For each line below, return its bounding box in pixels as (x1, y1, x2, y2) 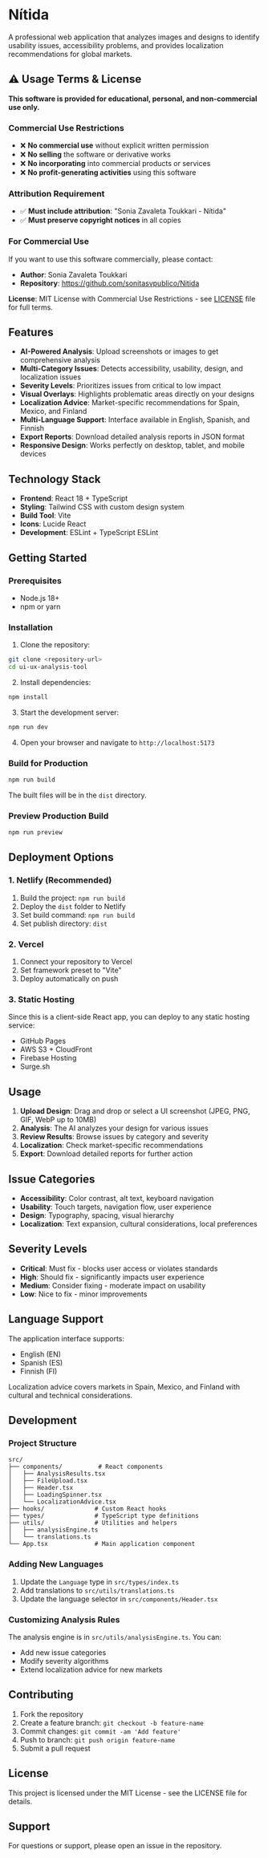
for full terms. (8, 302, 54, 312)
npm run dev (8, 723, 48, 731)
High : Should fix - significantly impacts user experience (19, 1272, 205, 1281)
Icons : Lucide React (19, 519, 87, 529)
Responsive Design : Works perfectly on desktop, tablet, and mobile (19, 440, 245, 450)
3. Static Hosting (8, 994, 75, 1004)
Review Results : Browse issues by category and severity (19, 1132, 209, 1142)
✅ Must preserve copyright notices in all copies (19, 215, 182, 225)
